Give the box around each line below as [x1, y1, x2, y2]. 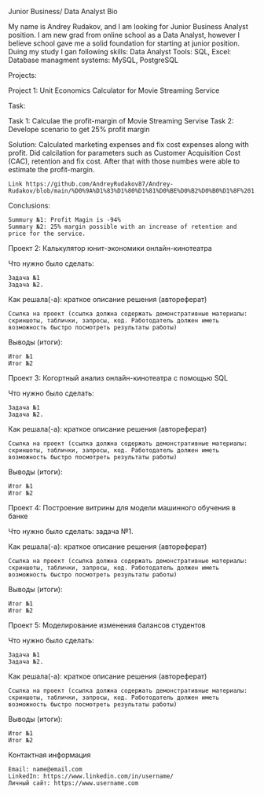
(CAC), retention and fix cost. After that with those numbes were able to [8, 156, 240, 166]
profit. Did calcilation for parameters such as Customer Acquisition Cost [8, 149, 241, 157]
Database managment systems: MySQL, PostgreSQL [8, 55, 179, 64]
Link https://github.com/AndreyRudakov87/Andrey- [8, 180, 174, 188]
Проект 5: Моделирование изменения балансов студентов [8, 620, 206, 630]
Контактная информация [8, 750, 92, 760]
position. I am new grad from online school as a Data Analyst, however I [8, 31, 240, 39]
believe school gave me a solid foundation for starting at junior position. [8, 39, 240, 48]
